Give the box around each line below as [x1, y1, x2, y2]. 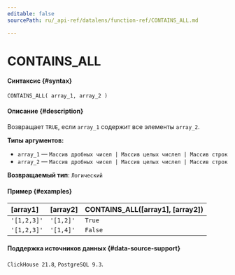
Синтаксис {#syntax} [7, 76, 72, 85]
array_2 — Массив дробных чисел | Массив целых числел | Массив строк [17, 157, 228, 166]
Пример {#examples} [7, 187, 72, 195]
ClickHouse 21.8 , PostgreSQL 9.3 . [7, 260, 104, 268]
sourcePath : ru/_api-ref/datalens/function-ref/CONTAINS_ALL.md [7, 17, 199, 24]
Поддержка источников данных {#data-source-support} [7, 243, 180, 253]
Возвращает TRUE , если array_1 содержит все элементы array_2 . [7, 123, 201, 131]
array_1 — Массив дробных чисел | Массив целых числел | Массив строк [17, 150, 228, 159]
